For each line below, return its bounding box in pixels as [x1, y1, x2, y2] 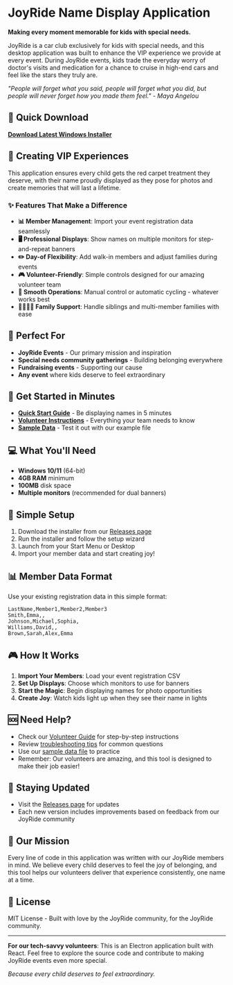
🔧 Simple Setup [8, 509, 75, 521]
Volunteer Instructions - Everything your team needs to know [17, 416, 196, 425]
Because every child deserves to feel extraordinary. [8, 970, 156, 978]
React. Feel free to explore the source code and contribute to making [8, 949, 205, 957]
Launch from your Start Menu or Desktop [17, 542, 136, 550]
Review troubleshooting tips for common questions [17, 739, 163, 748]
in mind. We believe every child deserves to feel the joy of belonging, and [8, 861, 217, 869]
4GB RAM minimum [17, 474, 75, 482]
